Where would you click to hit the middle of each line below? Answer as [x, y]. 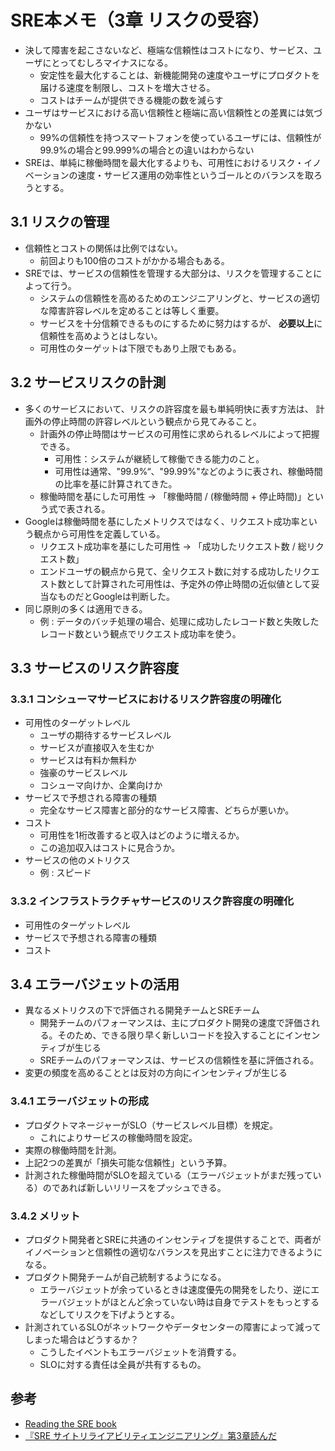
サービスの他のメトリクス [77, 860]
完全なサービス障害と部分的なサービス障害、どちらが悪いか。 [167, 810]
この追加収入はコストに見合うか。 [110, 848]
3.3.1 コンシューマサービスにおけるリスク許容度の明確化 [146, 699]
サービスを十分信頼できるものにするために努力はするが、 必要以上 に [181, 323]
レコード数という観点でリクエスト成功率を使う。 [140, 633]
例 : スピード [65, 873]
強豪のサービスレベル [83, 773]
